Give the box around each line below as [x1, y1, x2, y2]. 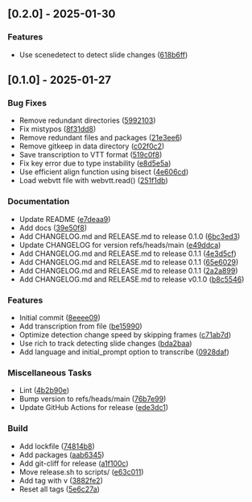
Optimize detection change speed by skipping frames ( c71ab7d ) [19, 329, 231, 339]
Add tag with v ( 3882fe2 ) [19, 475, 104, 485]
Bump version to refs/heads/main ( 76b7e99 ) [19, 394, 167, 404]
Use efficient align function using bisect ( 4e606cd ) [19, 167, 189, 177]
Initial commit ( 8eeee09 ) [19, 312, 101, 322]
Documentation [7, 196, 70, 207]
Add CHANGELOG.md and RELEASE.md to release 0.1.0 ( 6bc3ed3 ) [19, 231, 241, 241]
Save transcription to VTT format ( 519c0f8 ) [19, 150, 163, 160]
